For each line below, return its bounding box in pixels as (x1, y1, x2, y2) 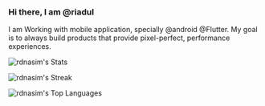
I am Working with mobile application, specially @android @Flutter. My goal (8, 25, 259, 35)
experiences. (8, 42, 52, 51)
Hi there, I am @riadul (8, 6, 95, 18)
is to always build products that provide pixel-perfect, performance (8, 33, 230, 43)
